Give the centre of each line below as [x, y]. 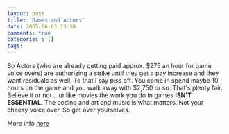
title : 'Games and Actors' [46, 20]
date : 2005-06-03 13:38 [42, 26]
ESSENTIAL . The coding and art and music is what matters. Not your [105, 102]
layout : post [26, 14]
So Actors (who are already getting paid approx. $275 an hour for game [109, 66]
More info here [28, 123]
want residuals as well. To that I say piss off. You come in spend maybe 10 [113, 80]
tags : [15, 46]
